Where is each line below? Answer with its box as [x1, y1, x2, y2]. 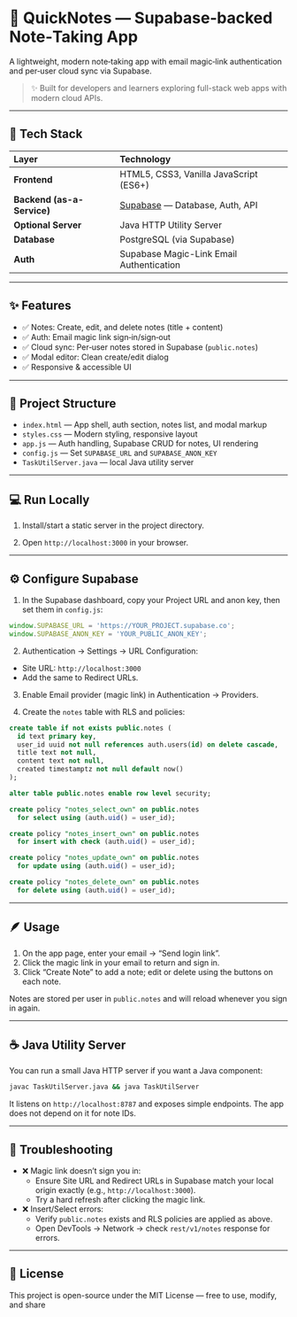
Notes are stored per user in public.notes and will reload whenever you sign [9, 993, 287, 1003]
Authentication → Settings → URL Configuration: [21, 646, 199, 656]
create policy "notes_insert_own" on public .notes [9, 829, 200, 838]
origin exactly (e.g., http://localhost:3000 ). [34, 1185, 196, 1196]
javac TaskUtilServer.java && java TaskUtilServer [9, 1082, 200, 1092]
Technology [119, 152, 171, 165]
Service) [13, 204, 50, 216]
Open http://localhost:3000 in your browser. [21, 538, 188, 548]
